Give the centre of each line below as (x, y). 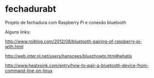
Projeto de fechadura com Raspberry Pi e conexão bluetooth (66, 22)
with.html (14, 46)
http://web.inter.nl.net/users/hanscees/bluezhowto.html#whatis (68, 56)
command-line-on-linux (29, 70)
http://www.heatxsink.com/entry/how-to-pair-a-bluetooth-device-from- (77, 65)
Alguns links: (18, 32)
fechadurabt (31, 9)
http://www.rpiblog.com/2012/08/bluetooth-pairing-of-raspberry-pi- (74, 41)
